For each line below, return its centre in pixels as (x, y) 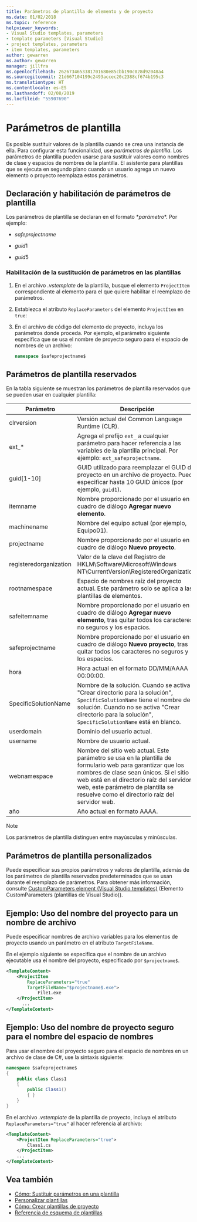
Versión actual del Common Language (130, 419)
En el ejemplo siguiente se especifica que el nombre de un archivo (86, 954)
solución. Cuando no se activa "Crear (128, 708)
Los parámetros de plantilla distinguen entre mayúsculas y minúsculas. (92, 837)
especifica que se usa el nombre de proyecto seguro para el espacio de (101, 339)
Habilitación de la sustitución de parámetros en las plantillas (94, 272)
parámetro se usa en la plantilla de (124, 758)
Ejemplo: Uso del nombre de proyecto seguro (90, 1028)
